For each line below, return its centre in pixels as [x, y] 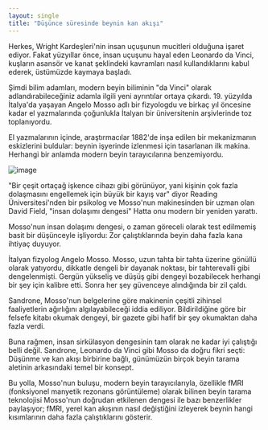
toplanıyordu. [30, 121]
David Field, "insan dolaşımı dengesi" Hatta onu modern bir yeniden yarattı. [133, 211]
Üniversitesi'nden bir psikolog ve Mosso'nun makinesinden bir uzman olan [132, 203]
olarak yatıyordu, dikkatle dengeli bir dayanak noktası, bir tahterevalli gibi [129, 268]
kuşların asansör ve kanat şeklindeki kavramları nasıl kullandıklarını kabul [129, 63]
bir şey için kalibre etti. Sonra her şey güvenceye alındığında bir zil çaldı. [128, 285]
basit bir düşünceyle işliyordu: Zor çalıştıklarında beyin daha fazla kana [126, 235]
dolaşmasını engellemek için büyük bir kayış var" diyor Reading [113, 194]
